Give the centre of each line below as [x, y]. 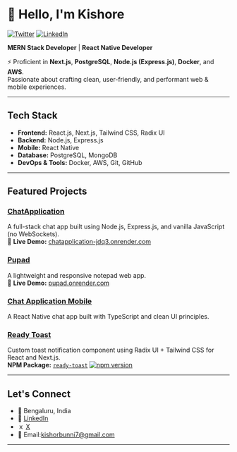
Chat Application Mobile [50, 301]
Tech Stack [32, 116]
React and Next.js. [34, 358]
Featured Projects [47, 191]
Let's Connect [39, 394]
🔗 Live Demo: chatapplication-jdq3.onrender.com [79, 242]
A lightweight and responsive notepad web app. [77, 275]
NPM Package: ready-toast [48, 365]
